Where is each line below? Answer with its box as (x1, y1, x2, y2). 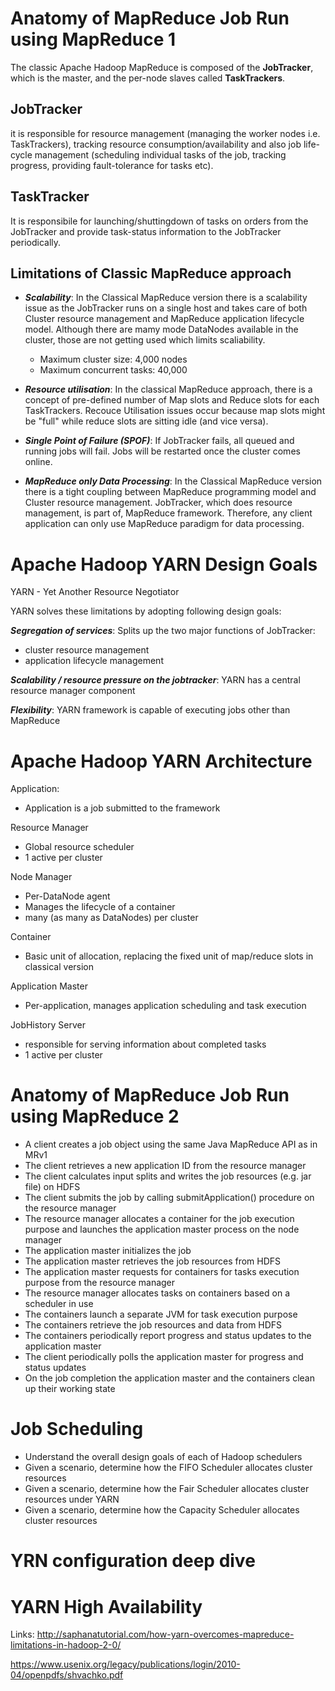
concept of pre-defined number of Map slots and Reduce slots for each (24, 394, 320, 406)
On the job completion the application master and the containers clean (24, 1372, 315, 1384)
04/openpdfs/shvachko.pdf (10, 1669, 124, 1681)
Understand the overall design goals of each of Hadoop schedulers (24, 1451, 303, 1463)
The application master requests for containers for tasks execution (24, 1266, 300, 1278)
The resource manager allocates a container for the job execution (24, 1213, 295, 1225)
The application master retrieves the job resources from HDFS (24, 1255, 282, 1267)
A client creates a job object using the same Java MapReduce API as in (24, 1138, 318, 1151)
